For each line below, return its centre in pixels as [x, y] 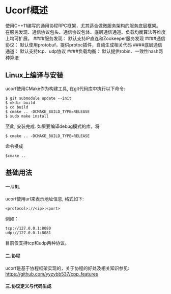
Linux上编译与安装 [34, 75]
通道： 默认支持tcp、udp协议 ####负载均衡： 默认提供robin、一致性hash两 [84, 51]
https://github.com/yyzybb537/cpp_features [52, 274]
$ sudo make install [27, 116]
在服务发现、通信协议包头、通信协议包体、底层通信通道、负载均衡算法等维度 [85, 32]
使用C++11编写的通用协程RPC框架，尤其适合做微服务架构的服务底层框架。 [83, 26]
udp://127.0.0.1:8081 [28, 233]
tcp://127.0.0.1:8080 [28, 229]
